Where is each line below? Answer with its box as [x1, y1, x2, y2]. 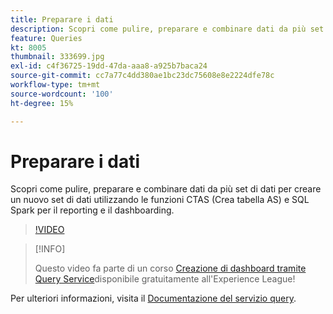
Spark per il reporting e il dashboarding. [10, 204, 175, 216]
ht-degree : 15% [10, 98, 74, 108]
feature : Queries [10, 33, 83, 43]
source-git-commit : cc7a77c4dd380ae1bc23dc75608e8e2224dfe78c [10, 71, 275, 81]
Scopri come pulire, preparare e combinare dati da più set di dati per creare [10, 183, 322, 195]
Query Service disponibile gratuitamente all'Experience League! [34, 273, 296, 285]
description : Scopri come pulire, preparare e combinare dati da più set [10, 24, 325, 34]
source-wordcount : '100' [10, 89, 114, 99]
